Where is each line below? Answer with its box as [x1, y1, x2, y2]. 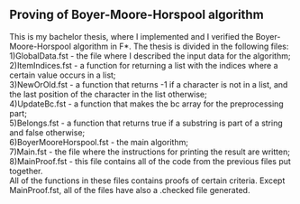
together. [9, 165, 43, 176]
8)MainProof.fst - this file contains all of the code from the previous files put [9, 155, 291, 166]
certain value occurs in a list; [9, 70, 116, 80]
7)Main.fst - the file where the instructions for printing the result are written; [9, 146, 291, 157]
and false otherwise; [9, 126, 86, 138]
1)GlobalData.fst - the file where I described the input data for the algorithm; [9, 50, 291, 61]
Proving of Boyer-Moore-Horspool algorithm [9, 7, 264, 23]
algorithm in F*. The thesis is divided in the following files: [73, 41, 289, 51]
